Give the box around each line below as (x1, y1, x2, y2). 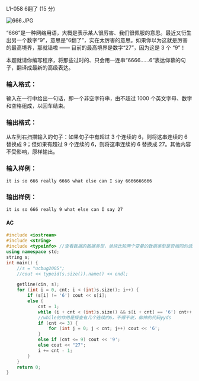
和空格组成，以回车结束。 (6, 103, 69, 110)
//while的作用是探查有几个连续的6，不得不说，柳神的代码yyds (37, 315, 172, 321)
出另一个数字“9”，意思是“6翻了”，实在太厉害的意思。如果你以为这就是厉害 (6, 37, 188, 43)
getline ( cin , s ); (17, 281, 60, 287)
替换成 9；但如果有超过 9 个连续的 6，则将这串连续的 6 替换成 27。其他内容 (6, 140, 191, 148)
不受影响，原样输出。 (6, 148, 58, 155)
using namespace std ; (6, 249, 60, 255)
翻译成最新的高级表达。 (16, 64, 74, 71)
